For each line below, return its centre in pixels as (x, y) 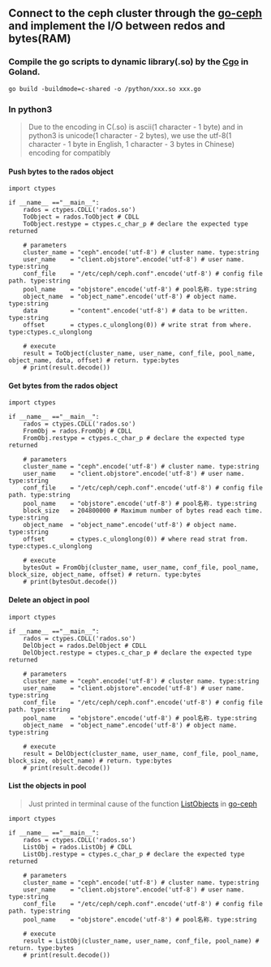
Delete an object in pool (49, 599)
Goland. (24, 72)
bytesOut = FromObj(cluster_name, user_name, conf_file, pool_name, (141, 568)
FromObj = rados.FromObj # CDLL (77, 431)
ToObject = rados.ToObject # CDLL (81, 217)
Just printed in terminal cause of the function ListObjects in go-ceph (143, 804)
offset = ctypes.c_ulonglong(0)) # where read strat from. (136, 539)
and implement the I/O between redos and (117, 26)
